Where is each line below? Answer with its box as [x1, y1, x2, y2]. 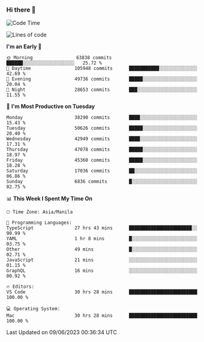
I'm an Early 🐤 [6, 43, 42, 51]
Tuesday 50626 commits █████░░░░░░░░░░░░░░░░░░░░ [6, 125, 198, 132]
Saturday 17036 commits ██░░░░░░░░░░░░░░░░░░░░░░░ [6, 168, 198, 174]
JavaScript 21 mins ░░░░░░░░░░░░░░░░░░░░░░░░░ [6, 257, 198, 263]
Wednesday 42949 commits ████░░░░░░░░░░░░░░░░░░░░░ [6, 136, 198, 142]
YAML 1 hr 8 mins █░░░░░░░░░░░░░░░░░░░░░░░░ [6, 236, 198, 242]
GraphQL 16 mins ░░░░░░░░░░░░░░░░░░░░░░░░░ [6, 268, 198, 274]
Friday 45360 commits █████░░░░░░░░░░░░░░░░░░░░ [6, 157, 198, 163]
